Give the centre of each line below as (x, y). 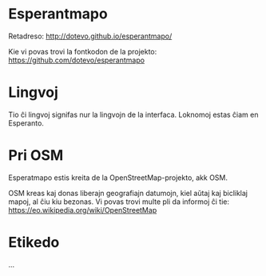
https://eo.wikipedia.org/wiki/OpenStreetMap (83, 210)
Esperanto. (26, 123)
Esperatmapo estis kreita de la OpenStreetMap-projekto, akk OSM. (118, 178)
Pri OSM (36, 156)
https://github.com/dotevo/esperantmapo (77, 60)
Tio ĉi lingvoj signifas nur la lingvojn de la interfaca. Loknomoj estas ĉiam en (133, 114)
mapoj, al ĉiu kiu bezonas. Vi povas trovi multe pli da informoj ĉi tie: (119, 202)
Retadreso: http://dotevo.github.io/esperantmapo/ (90, 36)
